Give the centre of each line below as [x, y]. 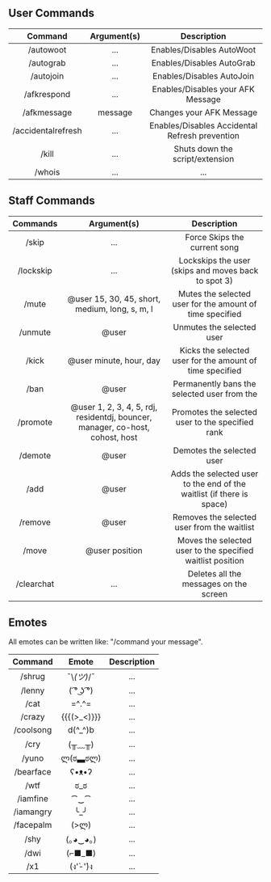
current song [215, 247]
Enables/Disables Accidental [203, 125]
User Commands [52, 13]
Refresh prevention [203, 135]
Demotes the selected [215, 450]
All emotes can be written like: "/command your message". [106, 642]
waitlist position [215, 560]
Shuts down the [204, 149]
